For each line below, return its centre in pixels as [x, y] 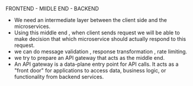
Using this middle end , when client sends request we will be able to [97, 33]
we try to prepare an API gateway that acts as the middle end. [89, 58]
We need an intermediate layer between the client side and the [90, 20]
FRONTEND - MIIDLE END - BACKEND [52, 9]
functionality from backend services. [59, 77]
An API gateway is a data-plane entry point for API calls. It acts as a [96, 64]
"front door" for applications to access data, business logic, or [90, 70]
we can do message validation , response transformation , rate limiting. [101, 52]
